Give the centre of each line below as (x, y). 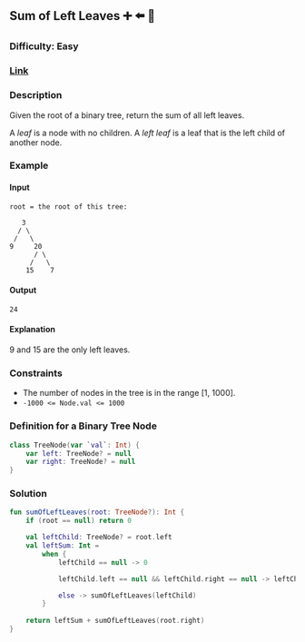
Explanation (33, 330)
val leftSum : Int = (63, 546)
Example (29, 165)
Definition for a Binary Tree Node (83, 426)
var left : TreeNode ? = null (79, 453)
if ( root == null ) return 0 (79, 521)
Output (23, 291)
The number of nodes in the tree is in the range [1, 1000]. (129, 393)
